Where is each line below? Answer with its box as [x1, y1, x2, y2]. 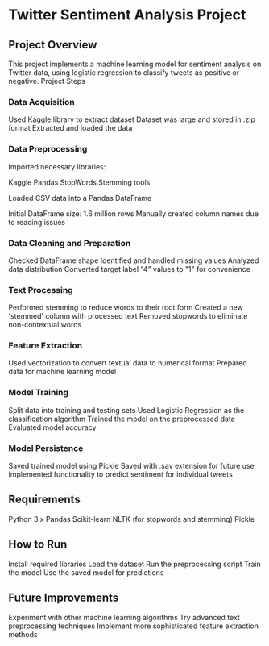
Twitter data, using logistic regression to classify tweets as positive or [8, 68, 240, 77]
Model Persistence [8, 442, 84, 453]
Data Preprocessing [8, 144, 88, 155]
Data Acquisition [8, 96, 75, 107]
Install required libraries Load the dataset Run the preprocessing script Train [8, 559, 262, 569]
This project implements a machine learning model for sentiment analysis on [8, 59, 262, 69]
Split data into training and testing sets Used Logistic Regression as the [8, 405, 245, 415]
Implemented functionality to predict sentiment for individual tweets [8, 469, 234, 479]
